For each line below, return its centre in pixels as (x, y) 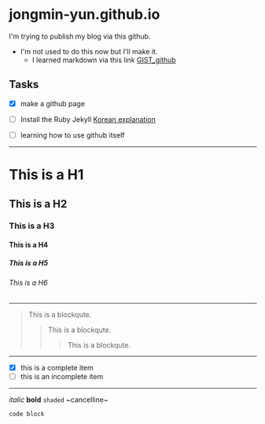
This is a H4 (29, 245)
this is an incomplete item (62, 376)
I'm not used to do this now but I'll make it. (89, 51)
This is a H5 (29, 263)
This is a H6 (28, 282)
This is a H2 (38, 203)
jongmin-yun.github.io (85, 15)
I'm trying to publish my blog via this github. (80, 36)
